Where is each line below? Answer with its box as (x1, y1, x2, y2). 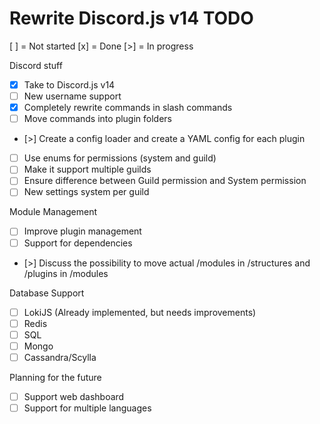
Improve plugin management (23, 225, 142, 237)
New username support (23, 90, 122, 102)
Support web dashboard (23, 390, 125, 402)
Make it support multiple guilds (23, 163, 152, 176)
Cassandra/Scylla (23, 351, 97, 363)
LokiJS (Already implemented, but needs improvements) (23, 306, 257, 318)
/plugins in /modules (23, 267, 109, 279)
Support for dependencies (23, 237, 133, 249)
